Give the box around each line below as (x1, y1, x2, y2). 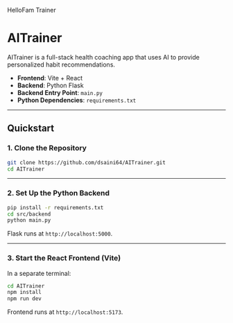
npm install (7, 289, 42, 296)
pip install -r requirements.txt (7, 204, 104, 211)
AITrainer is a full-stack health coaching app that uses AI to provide (7, 53, 200, 61)
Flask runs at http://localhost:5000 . (7, 229, 113, 238)
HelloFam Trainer (7, 6, 57, 14)
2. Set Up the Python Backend (7, 189, 110, 198)
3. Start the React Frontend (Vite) (7, 253, 121, 263)
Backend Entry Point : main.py (17, 88, 103, 96)
